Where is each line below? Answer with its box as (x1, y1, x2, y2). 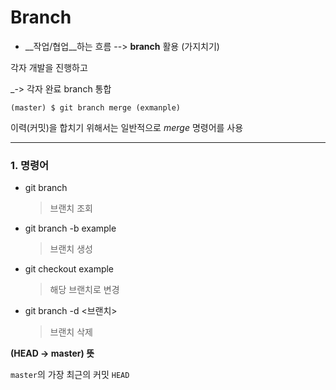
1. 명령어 (10, 158, 50, 172)
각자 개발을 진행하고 (10, 61, 88, 73)
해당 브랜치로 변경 (49, 284, 120, 296)
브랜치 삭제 (49, 326, 93, 338)
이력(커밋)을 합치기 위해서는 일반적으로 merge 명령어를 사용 (10, 121, 244, 133)
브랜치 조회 (49, 202, 93, 215)
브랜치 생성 (49, 243, 93, 255)
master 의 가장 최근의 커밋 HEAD (10, 369, 130, 381)
